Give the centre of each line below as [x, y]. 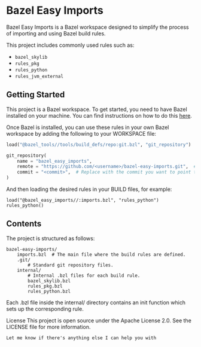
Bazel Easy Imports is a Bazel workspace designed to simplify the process [98, 27]
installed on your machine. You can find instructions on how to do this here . [99, 115]
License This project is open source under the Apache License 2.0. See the [99, 320]
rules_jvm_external [39, 76]
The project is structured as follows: [51, 238]
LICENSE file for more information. [48, 327]
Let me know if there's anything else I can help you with [81, 338]
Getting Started [36, 95]
